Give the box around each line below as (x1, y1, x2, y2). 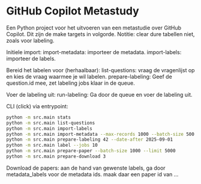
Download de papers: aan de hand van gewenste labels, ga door (6, 164, 166, 171)
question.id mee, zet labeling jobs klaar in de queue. (6, 79, 135, 87)
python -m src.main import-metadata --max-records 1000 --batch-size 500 (6, 131, 195, 137)
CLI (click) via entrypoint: (6, 102, 68, 109)
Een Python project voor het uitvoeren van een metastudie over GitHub (6, 24, 182, 31)
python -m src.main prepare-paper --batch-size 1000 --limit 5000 (6, 148, 176, 154)
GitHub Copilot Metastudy (6, 4, 139, 18)
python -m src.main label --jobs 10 (6, 143, 98, 149)
